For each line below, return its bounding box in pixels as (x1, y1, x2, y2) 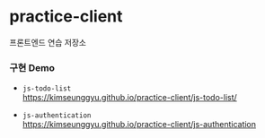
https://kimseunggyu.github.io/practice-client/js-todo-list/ (22, 92, 238, 103)
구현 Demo (9, 61, 56, 73)
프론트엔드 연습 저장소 (9, 37, 87, 47)
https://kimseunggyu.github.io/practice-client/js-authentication (22, 119, 257, 130)
